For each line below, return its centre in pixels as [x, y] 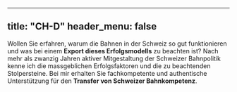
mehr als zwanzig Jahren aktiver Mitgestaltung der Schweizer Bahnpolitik [114, 58]
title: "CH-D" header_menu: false [82, 26]
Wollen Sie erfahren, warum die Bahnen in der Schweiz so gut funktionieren [117, 44]
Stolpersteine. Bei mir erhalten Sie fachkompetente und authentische [107, 73]
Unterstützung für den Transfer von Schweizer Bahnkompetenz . [102, 81]
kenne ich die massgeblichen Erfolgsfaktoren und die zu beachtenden [109, 66]
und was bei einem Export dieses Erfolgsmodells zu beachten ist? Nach [113, 51]
